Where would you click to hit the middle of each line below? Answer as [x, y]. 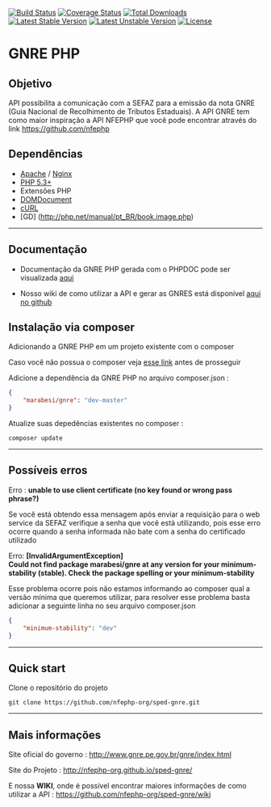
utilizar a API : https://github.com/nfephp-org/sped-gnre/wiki [110, 794]
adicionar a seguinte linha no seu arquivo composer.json [102, 606]
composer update [35, 438]
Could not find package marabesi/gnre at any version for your [114, 564]
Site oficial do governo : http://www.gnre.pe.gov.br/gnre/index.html [120, 754]
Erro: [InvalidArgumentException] [66, 556]
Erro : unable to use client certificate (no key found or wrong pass [120, 490]
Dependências [46, 154]
